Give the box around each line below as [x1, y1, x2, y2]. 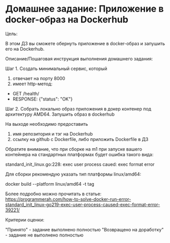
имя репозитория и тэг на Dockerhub [12, 130, 93, 137]
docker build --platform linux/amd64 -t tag [5, 181, 95, 187]
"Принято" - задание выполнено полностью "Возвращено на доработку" [5, 226, 164, 232]
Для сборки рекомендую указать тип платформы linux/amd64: [5, 171, 142, 177]
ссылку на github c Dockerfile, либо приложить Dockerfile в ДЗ [12, 136, 149, 142]
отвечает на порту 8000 [12, 75, 65, 81]
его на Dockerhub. [5, 46, 45, 52]
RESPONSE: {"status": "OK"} [12, 96, 73, 102]
